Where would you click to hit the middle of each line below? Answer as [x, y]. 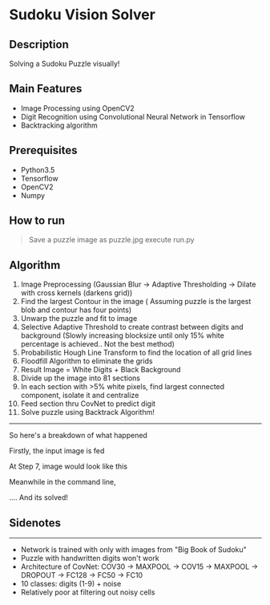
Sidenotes [35, 523]
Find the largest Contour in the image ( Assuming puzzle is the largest [136, 302]
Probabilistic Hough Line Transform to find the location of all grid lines [136, 353]
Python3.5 [38, 169]
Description [39, 45]
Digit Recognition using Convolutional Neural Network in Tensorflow [133, 116]
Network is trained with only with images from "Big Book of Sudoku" [133, 550]
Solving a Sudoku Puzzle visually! [64, 63]
